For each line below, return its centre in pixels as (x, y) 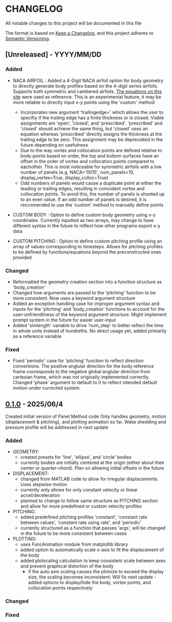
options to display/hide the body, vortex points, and (97, 583)
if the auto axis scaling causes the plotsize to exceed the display (96, 572)
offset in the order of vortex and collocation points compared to (87, 161)
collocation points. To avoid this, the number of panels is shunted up (92, 194)
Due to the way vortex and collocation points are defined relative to (91, 150)
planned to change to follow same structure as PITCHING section (89, 501)
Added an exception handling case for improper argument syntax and (86, 304)
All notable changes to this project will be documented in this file (73, 23)
